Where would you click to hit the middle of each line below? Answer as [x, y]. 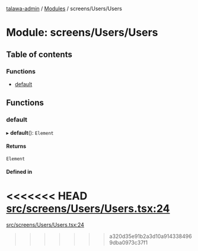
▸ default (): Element [30, 132]
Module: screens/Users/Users [82, 33]
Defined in [19, 172]
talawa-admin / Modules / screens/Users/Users [64, 9]
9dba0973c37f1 [129, 243]
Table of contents [39, 54]
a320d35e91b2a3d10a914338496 [151, 236]
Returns [16, 146]
